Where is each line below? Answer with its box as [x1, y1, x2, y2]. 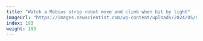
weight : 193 [6, 25, 36, 32]
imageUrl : [6, 14, 31, 20]
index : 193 [6, 20, 34, 26]
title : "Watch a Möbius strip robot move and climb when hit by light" [6, 8, 190, 15]
